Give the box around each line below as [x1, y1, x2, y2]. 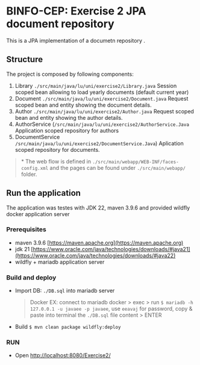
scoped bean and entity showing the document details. [14, 101, 152, 108]
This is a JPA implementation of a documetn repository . [6, 37, 146, 44]
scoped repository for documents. [14, 146, 101, 153]
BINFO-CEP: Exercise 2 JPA [6, 4, 146, 18]
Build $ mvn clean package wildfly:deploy [14, 323, 121, 331]
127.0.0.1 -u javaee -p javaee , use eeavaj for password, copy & [30, 305, 193, 313]
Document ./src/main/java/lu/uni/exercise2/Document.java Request [14, 95, 189, 102]
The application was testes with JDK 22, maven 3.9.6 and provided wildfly [6, 204, 190, 211]
